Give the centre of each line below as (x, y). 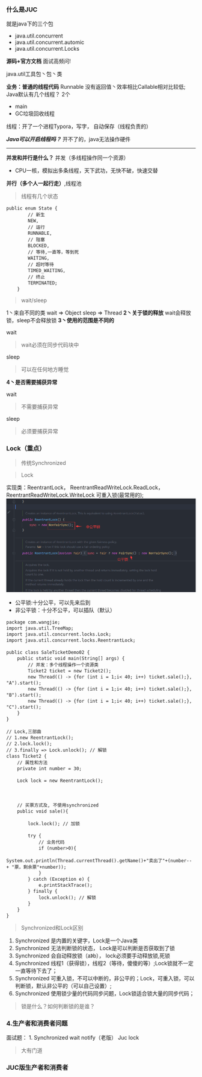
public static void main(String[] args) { (71, 658)
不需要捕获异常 (39, 407)
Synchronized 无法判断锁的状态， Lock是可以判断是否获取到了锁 (95, 948)
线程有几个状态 (39, 196)
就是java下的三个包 (30, 24)
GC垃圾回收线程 (35, 113)
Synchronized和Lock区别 (52, 927)
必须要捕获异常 (39, 431)
